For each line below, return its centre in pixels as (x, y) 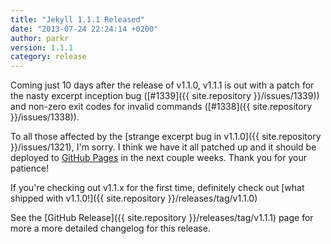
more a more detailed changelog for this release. (110, 228)
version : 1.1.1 (42, 47)
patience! (30, 168)
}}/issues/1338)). (45, 117)
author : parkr (40, 38)
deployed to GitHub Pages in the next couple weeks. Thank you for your (158, 158)
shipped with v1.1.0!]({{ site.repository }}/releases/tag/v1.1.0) (134, 198)
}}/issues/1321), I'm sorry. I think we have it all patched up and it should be (163, 147)
